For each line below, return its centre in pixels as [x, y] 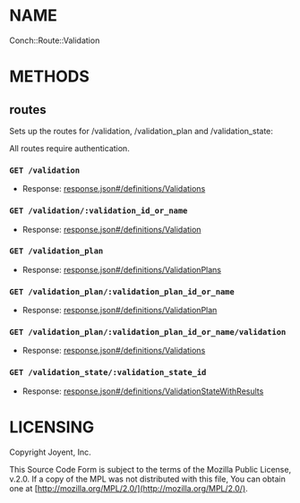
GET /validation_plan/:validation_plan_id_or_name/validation [148, 332]
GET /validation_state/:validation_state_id [108, 373]
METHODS [49, 77]
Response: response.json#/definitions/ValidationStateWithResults [143, 391]
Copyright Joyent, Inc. [50, 452]
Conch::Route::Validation [55, 40]
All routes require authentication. [69, 148]
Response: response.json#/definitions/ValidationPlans [122, 269]
